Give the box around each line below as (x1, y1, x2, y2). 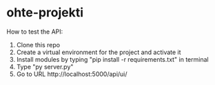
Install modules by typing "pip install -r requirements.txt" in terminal (16, 55, 209, 63)
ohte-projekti (6, 5, 84, 21)
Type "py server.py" (16, 62, 74, 71)
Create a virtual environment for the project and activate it (16, 48, 181, 56)
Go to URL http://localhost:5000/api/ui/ (16, 70, 128, 78)
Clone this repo (16, 40, 60, 49)
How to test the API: (6, 27, 63, 36)
